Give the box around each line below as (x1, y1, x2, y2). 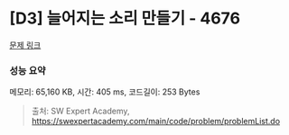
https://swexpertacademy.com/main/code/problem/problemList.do (31, 116, 281, 127)
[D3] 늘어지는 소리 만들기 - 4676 (9, 8, 241, 29)
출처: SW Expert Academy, (31, 105, 130, 117)
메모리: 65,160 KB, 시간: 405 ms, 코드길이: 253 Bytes (9, 86, 200, 97)
